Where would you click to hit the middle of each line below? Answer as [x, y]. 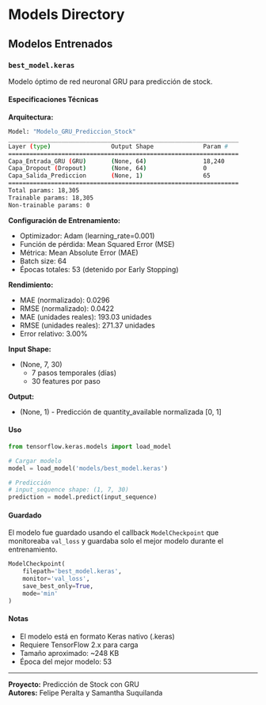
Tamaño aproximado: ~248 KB [69, 653]
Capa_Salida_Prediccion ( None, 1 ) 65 [110, 176]
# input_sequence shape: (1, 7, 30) [68, 490]
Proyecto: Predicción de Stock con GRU [74, 684]
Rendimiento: [31, 284]
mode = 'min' [40, 593]
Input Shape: [30, 349]
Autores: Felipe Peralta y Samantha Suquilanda [85, 692]
